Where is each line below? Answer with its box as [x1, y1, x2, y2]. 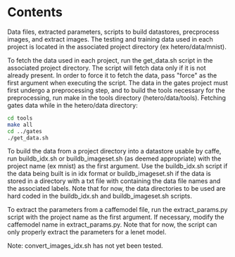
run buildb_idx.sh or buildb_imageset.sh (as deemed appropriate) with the [7, 154, 222, 163]
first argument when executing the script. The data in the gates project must [7, 78, 229, 87]
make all [7, 121, 33, 128]
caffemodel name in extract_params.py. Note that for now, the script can [7, 220, 217, 229]
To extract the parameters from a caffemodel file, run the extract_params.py [7, 206, 228, 214]
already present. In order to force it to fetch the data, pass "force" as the [7, 71, 217, 80]
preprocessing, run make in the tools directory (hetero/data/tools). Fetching [7, 93, 227, 102]
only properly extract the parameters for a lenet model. [7, 228, 167, 237]
